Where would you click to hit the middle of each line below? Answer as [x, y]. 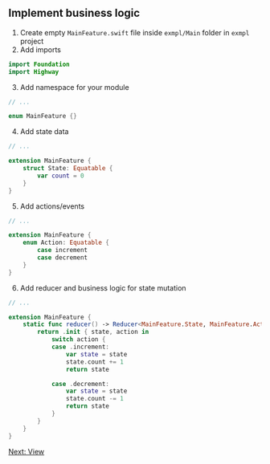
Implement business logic [74, 13]
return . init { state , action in [93, 332]
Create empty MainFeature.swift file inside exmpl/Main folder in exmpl [135, 32]
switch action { [78, 340]
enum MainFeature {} [43, 116]
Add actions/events [52, 206]
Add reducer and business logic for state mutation [103, 287]
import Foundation [39, 64]
